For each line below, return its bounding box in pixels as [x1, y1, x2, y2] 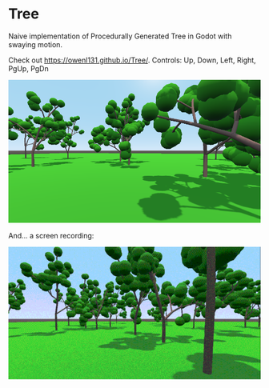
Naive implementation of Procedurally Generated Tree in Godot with [8, 31, 232, 41]
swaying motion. [8, 39, 62, 49]
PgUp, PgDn [8, 63, 50, 73]
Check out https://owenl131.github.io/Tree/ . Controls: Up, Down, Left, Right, [8, 55, 256, 65]
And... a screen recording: [8, 231, 94, 241]
